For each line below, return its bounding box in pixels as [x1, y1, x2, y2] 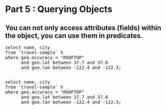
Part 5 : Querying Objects [5, 4, 112, 15]
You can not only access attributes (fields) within [5, 24, 161, 32]
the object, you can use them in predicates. [5, 31, 143, 40]
